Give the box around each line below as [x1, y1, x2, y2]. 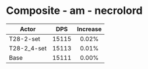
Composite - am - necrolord [6, 4, 143, 17]
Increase [76, 25, 102, 33]
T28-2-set [9, 35, 41, 43]
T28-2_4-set [9, 44, 47, 52]
